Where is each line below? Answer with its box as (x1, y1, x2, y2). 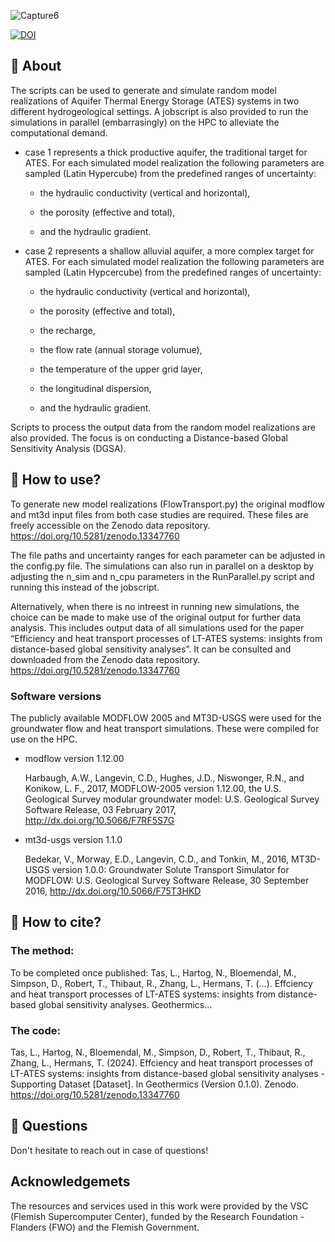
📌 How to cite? (10, 914, 102, 931)
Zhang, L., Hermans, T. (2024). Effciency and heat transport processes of (10, 1056, 314, 1069)
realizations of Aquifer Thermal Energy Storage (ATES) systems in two (10, 95, 300, 107)
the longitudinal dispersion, (39, 382, 152, 394)
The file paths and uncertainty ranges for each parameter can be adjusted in (10, 549, 326, 561)
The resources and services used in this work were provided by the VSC (10, 1200, 309, 1212)
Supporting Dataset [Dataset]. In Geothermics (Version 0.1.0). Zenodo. (10, 1078, 299, 1090)
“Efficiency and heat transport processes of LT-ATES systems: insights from (10, 632, 323, 644)
